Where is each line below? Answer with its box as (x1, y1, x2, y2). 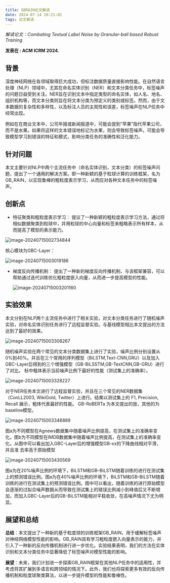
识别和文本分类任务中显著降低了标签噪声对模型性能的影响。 (5, 549, 130, 555)
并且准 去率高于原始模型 (5, 446, 56, 452)
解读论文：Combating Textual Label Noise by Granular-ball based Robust (5, 31, 159, 38)
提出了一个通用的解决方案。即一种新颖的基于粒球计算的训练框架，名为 (14, 171, 160, 177)
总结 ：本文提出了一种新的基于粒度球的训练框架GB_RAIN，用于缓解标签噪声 (5, 530, 162, 536)
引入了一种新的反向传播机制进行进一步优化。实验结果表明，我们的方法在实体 (5, 542, 165, 548)
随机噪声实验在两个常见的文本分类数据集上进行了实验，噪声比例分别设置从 (5, 348, 160, 354)
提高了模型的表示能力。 (17, 226, 66, 233)
